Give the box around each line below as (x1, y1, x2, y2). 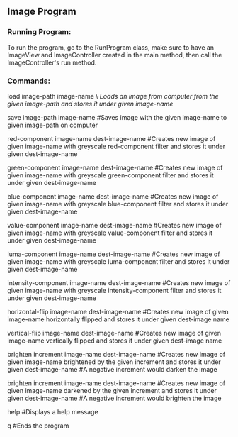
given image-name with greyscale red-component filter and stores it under (7, 142, 225, 150)
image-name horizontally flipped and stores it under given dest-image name (7, 315, 230, 323)
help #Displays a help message (7, 407, 98, 416)
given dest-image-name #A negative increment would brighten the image (7, 394, 222, 402)
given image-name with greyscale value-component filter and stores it (7, 228, 213, 237)
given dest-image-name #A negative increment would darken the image (7, 365, 217, 373)
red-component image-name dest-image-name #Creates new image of (7, 134, 216, 143)
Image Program (7, 6, 76, 18)
